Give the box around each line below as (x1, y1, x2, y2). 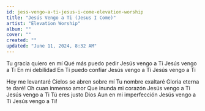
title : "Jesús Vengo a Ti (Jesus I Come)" (6, 15, 116, 21)
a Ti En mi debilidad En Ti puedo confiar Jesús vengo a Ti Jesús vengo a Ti (6, 66, 196, 73)
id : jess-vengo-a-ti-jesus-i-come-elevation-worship (6, 9, 144, 15)
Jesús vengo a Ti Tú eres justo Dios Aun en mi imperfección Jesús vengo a (6, 91, 196, 98)
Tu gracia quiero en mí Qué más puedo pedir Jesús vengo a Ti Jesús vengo (6, 59, 197, 67)
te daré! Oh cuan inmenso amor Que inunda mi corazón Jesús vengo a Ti (6, 84, 191, 91)
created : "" (6, 37, 37, 43)
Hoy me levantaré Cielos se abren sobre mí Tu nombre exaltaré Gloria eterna (6, 77, 199, 85)
